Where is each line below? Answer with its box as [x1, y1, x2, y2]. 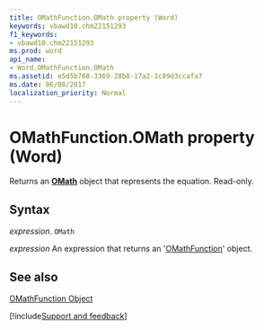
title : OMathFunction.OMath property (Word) [9, 13, 179, 22]
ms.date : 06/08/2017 [9, 80, 87, 89]
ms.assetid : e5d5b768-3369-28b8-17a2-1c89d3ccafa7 [9, 72, 203, 81]
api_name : [9, 55, 47, 64]
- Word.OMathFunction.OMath [9, 64, 115, 73]
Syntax [9, 201, 50, 217]
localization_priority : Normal [9, 88, 127, 97]
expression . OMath [9, 226, 75, 236]
